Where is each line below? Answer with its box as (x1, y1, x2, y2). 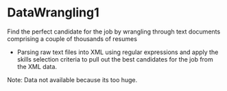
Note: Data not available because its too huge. (7, 75, 138, 83)
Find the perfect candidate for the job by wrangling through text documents (7, 27, 221, 36)
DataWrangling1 (7, 5, 99, 21)
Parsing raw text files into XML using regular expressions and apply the (16, 48, 219, 56)
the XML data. (16, 62, 57, 70)
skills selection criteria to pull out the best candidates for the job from (16, 55, 214, 63)
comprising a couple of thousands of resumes (7, 34, 137, 42)
